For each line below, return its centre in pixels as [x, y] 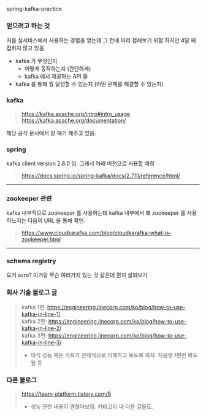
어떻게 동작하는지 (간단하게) [58, 69]
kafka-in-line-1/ [41, 314]
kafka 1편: [33, 307]
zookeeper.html [41, 239]
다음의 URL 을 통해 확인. [56, 221]
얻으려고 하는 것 [28, 26]
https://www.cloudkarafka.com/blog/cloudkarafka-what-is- [96, 233]
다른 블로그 [22, 380]
